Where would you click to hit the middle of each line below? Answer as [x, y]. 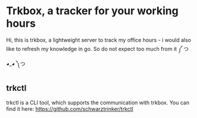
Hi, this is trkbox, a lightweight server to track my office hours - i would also [99, 40]
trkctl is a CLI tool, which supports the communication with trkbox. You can [98, 103]
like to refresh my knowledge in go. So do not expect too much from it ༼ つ [97, 49]
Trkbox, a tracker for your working [93, 11]
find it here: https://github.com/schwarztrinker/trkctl [70, 109]
